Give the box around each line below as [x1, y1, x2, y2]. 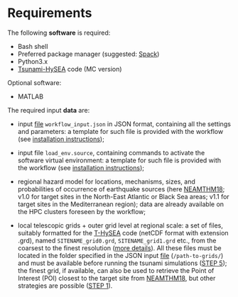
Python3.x [17, 57, 48, 65]
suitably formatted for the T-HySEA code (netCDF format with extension [17, 228, 229, 237]
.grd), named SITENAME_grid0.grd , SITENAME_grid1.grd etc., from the [17, 236, 217, 245]
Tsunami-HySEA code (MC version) [17, 65, 122, 73]
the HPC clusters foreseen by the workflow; [17, 207, 146, 215]
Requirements [7, 5, 92, 21]
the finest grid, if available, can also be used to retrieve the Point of [17, 266, 215, 274]
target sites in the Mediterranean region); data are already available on [17, 200, 225, 208]
